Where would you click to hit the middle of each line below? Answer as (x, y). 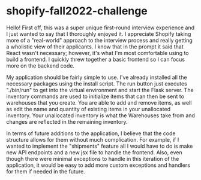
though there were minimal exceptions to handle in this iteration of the (93, 158)
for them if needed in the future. (46, 171)
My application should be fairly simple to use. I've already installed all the (97, 77)
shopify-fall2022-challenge (77, 11)
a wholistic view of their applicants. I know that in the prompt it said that (95, 47)
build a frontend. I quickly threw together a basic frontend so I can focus (95, 59)
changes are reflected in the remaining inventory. (67, 121)
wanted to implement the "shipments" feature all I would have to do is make (100, 146)
